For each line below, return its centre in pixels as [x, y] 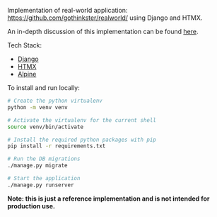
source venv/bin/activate [45, 127]
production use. [31, 206]
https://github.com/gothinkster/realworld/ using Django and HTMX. [105, 18]
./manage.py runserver [41, 185]
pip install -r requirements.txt [57, 146]
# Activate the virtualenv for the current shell [82, 120]
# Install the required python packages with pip [82, 140]
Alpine [27, 74]
